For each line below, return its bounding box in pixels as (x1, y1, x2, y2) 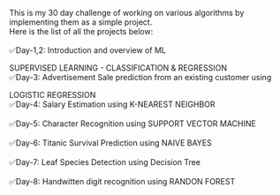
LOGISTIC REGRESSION (9, 90, 96, 100)
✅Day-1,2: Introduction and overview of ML (9, 45, 166, 56)
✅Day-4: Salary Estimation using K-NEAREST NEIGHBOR (9, 99, 216, 109)
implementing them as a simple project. (9, 17, 153, 27)
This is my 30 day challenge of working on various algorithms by (9, 8, 245, 18)
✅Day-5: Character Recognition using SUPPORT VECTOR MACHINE (9, 118, 256, 129)
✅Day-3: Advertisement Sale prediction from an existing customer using (9, 72, 272, 82)
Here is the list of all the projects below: (9, 26, 154, 36)
